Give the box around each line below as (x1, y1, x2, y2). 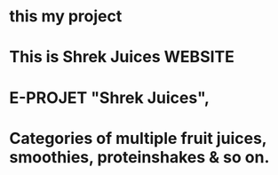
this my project (9, 6, 123, 27)
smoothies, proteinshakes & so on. (9, 147, 270, 167)
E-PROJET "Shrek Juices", (9, 87, 210, 107)
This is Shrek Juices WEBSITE (9, 47, 235, 68)
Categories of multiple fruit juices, (9, 128, 267, 148)
